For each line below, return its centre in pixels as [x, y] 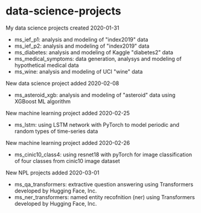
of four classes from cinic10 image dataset [67, 161]
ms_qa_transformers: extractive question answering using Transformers [104, 184]
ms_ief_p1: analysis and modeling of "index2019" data [81, 39]
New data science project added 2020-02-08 [62, 83]
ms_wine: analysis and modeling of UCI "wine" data [78, 71]
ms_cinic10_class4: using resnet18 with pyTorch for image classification [103, 154]
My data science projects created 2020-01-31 [62, 28]
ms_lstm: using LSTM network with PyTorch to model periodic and [97, 124]
